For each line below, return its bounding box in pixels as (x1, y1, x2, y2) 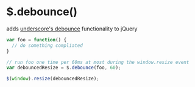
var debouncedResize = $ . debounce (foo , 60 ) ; (6, 64, 121, 71)
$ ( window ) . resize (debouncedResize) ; (6, 75, 99, 82)
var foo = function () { (6, 37, 67, 43)
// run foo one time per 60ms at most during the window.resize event (6, 59, 190, 65)
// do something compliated (12, 42, 83, 49)
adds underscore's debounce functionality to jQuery (6, 25, 138, 32)
